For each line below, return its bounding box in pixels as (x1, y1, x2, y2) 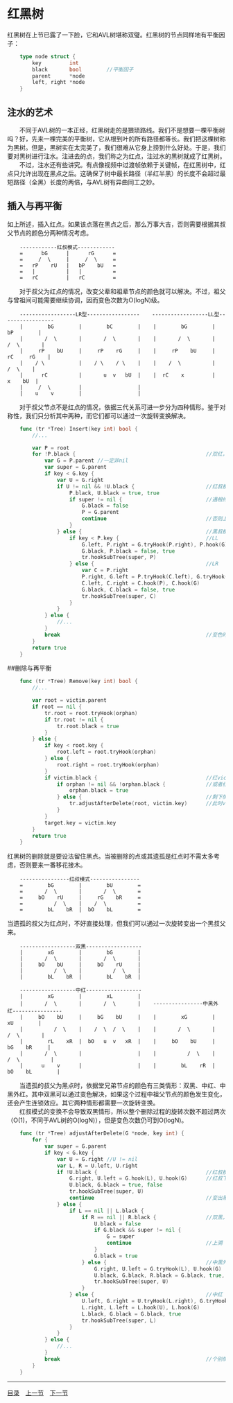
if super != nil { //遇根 (69, 496, 223, 503)
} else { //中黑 (81, 1259, 223, 1266)
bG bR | (7, 1044, 51, 1051)
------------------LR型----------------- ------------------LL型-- (19, 311, 226, 318)
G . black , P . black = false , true (81, 547, 175, 555)
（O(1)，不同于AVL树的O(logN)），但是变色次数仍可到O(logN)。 (7, 1116, 188, 1124)
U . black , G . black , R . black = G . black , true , (94, 1272, 225, 1279)
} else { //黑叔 (56, 528, 223, 535)
